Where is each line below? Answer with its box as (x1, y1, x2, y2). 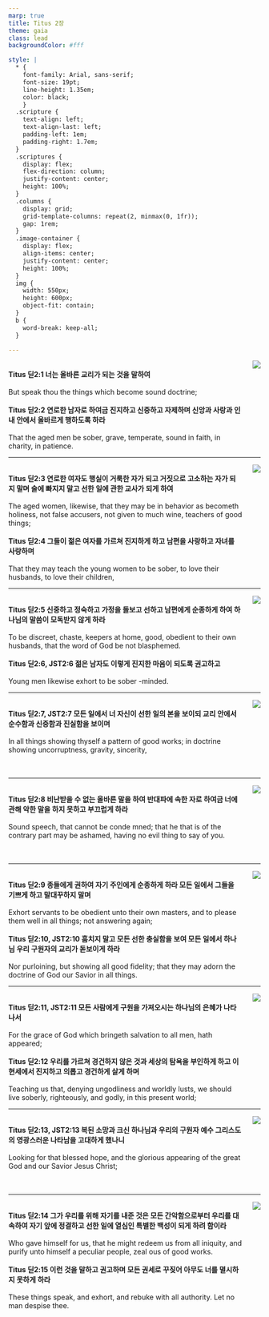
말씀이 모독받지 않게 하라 (29, 615, 106, 624)
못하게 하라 (16, 1275, 50, 1285)
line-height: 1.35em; (22, 86, 94, 94)
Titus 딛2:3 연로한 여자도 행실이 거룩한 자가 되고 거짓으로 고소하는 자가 (8, 474, 228, 484)
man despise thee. (8, 1301, 70, 1311)
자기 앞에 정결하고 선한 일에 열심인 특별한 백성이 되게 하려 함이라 (29, 1221, 227, 1231)
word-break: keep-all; (22, 323, 98, 332)
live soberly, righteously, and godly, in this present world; (8, 1093, 197, 1102)
